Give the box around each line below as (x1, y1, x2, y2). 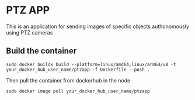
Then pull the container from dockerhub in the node (6, 77, 131, 84)
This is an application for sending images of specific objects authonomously (6, 23, 190, 30)
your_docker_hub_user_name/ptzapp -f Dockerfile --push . (6, 67, 150, 73)
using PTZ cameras (6, 29, 53, 36)
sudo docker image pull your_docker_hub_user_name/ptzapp (6, 88, 150, 94)
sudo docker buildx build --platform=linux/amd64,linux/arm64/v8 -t (6, 61, 176, 67)
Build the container (6, 46, 77, 56)
